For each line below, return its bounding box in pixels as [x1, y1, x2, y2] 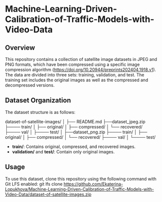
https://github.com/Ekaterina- [63, 181, 123, 187]
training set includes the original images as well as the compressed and [5, 77, 148, 83]
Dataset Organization [5, 96, 72, 105]
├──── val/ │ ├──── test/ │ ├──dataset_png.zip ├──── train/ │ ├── [5, 129, 147, 135]
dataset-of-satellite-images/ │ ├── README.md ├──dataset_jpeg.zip [5, 118, 146, 125]
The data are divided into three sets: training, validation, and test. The [5, 72, 144, 77]
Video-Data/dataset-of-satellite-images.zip [5, 191, 91, 197]
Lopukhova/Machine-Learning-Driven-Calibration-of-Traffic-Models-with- [5, 186, 154, 192]
